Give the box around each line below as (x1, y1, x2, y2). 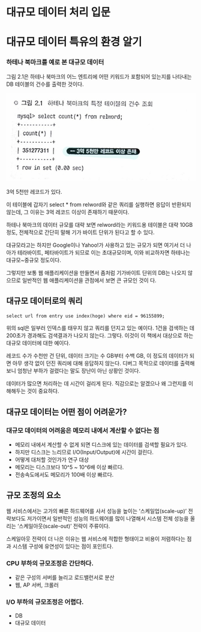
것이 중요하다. (26, 388, 59, 395)
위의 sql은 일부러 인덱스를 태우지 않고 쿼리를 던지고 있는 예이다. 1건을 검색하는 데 (6, 325, 195, 332)
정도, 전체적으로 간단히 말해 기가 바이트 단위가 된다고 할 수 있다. (6, 229, 155, 236)
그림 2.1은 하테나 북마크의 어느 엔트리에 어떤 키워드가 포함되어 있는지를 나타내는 (6, 73, 192, 80)
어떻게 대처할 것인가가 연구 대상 (14, 456, 89, 463)
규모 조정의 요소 (6, 490, 61, 501)
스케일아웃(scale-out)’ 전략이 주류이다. (19, 522, 110, 529)
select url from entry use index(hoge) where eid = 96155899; (6, 313, 165, 319)
